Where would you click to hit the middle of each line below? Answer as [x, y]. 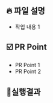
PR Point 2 [28, 71]
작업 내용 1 [27, 27]
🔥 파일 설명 [26, 11]
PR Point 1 [27, 65]
